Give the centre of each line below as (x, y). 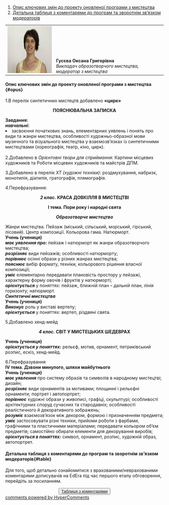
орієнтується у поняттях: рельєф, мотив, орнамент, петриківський (78, 347)
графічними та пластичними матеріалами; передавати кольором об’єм (82, 426)
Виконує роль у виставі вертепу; (41, 307)
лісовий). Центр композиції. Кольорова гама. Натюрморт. (67, 232)
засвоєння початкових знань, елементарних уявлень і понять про (82, 131)
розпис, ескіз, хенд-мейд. (33, 352)
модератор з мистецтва (82, 71)
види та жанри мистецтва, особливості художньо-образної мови (75, 136)
